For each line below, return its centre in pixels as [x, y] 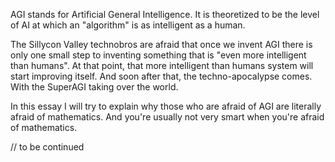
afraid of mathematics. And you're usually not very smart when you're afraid [167, 117]
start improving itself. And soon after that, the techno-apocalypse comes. [161, 76]
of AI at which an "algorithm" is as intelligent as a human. [128, 25]
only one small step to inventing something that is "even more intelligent [158, 55]
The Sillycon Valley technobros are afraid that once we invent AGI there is [161, 44]
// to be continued [47, 147]
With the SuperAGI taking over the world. [94, 87]
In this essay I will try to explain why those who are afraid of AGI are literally [166, 106]
